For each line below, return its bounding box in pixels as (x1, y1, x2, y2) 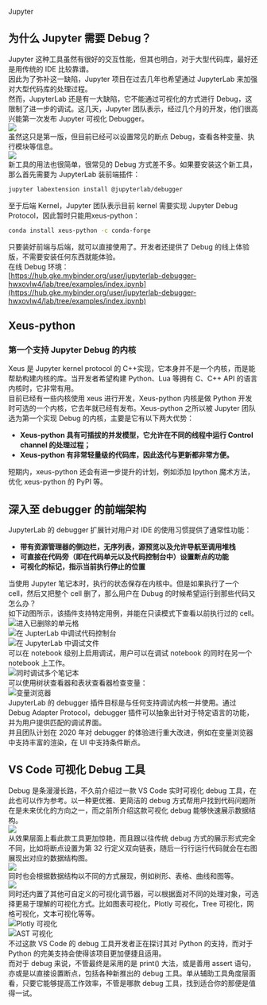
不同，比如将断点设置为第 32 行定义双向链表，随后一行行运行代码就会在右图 (8, 843, 258, 852)
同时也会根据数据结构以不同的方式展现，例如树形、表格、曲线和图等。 (8, 871, 238, 880)
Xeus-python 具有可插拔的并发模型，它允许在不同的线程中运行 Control (19, 431, 253, 440)
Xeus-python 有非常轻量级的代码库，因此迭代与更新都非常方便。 (19, 450, 234, 460)
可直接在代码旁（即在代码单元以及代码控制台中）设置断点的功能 (19, 552, 229, 562)
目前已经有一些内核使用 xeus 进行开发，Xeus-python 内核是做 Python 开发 (8, 393, 253, 404)
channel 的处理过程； (19, 440, 91, 450)
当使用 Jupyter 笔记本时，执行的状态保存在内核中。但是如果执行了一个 (8, 579, 240, 589)
